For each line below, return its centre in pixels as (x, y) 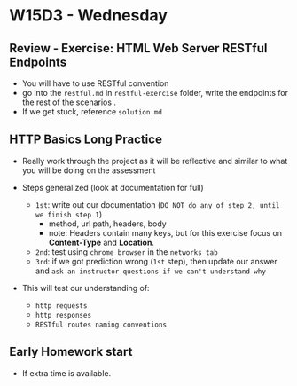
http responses (63, 315)
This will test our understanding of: (86, 288)
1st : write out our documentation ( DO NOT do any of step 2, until (157, 204)
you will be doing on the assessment (89, 170)
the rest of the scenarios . (69, 102)
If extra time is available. (66, 373)
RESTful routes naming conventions (101, 325)
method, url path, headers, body (107, 224)
